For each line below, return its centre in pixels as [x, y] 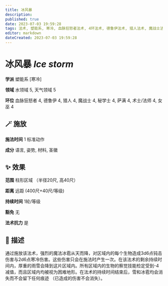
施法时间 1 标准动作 [25, 139]
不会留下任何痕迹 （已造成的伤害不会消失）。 [59, 278]
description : [19, 15]
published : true [22, 19]
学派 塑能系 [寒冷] [23, 79]
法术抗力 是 [17, 223]
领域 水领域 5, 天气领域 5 [31, 90]
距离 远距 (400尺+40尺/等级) [35, 191]
